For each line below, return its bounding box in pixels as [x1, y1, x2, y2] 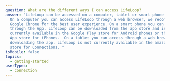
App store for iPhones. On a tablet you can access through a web [10, 36, 155, 41]
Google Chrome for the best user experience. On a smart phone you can [10, 21, 164, 27]
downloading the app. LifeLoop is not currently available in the [10, 40, 153, 45]
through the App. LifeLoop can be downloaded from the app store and [10, 26, 159, 31]
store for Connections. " [10, 45, 65, 50]
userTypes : [5, 63, 28, 68]
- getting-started [10, 59, 49, 64]
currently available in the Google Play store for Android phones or [10, 31, 159, 36]
